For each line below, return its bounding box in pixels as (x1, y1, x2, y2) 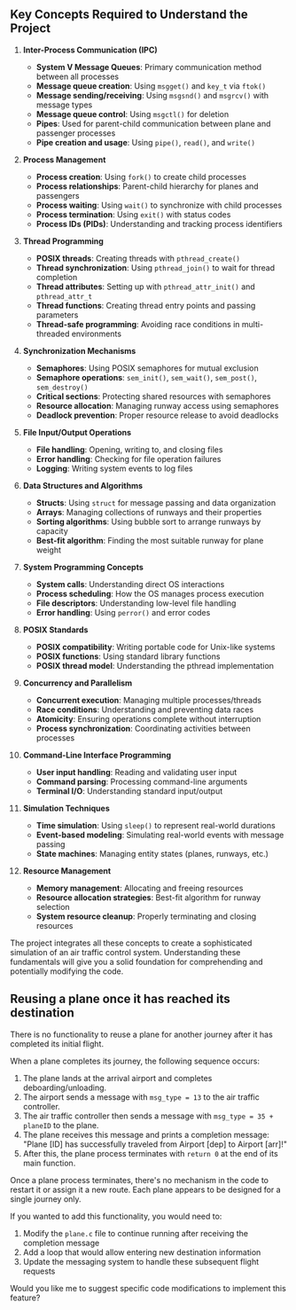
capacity (35, 525, 69, 536)
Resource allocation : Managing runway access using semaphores (35, 400, 279, 411)
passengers (35, 190, 80, 200)
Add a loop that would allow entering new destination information (22, 1246, 261, 1258)
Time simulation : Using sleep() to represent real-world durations (35, 820, 276, 830)
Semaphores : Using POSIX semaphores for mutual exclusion (35, 363, 260, 373)
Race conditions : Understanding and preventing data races (35, 704, 254, 715)
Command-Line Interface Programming (22, 749, 172, 760)
